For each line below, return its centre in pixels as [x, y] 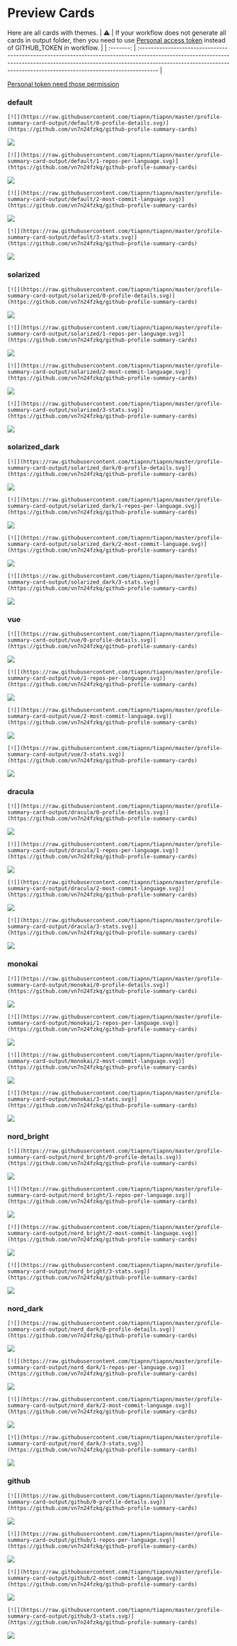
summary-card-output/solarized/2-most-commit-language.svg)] [99, 372]
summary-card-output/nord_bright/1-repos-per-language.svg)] [99, 1196]
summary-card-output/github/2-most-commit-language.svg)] [94, 1578]
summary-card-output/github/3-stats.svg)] [71, 1616]
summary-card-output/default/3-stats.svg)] [73, 238]
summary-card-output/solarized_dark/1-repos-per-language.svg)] [104, 506]
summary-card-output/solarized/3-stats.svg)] [75, 410]
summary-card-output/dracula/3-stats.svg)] [73, 927]
